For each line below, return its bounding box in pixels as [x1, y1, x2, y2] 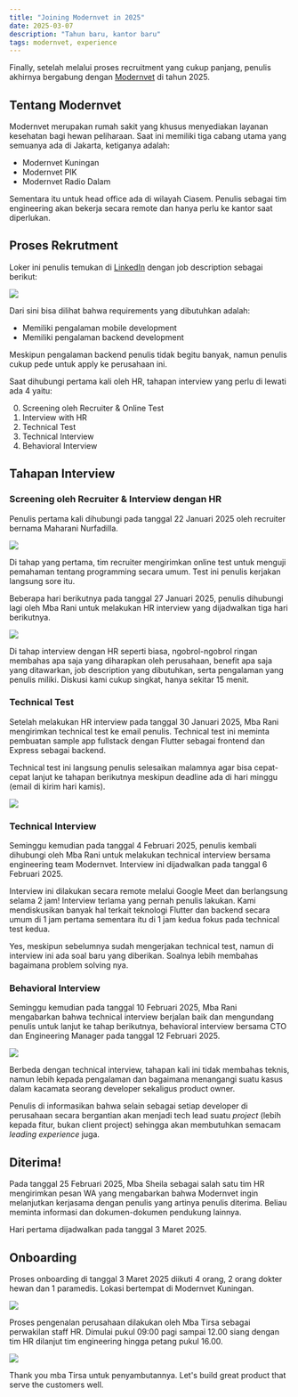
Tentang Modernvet [9, 97, 122, 112]
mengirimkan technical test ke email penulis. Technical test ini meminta [9, 726, 270, 736]
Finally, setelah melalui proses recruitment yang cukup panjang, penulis [9, 62, 271, 73]
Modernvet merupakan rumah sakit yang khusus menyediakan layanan [9, 121, 269, 132]
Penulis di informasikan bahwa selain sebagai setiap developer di [9, 1101, 248, 1111]
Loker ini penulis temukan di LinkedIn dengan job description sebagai [9, 262, 263, 272]
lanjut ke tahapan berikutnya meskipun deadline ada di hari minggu [32, 771, 278, 782]
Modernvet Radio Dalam [21, 176, 111, 187]
